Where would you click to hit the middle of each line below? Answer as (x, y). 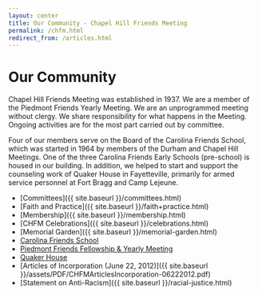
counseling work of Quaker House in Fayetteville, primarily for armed (121, 174)
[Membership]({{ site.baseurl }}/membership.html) (103, 215)
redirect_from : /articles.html (60, 38)
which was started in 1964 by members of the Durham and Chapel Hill (123, 149)
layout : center (34, 16)
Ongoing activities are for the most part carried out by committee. (117, 125)
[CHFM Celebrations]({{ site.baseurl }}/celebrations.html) (114, 223)
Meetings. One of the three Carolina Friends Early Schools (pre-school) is (129, 157)
